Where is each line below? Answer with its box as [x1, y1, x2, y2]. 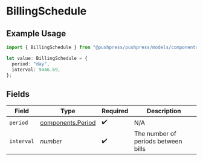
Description [147, 107, 181, 116]
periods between [134, 137, 182, 146]
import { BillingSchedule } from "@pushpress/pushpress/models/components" [6, 44, 201, 50]
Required [101, 107, 129, 116]
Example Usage [6, 28, 66, 39]
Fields [6, 89, 30, 99]
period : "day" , [11, 61, 50, 67]
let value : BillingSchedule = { [6, 55, 88, 61]
